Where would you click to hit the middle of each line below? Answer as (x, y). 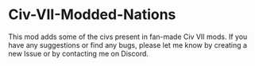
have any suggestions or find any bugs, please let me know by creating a (128, 45)
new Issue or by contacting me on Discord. (79, 53)
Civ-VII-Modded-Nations (92, 15)
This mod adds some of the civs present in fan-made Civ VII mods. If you (128, 37)
